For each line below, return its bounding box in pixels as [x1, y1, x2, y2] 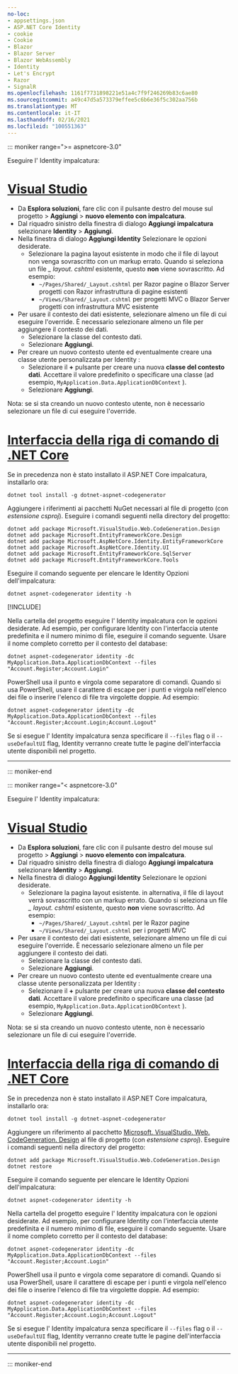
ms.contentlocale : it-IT [7, 109, 81, 117]
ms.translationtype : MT [7, 103, 78, 110]
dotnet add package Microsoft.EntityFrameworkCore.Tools [7, 557, 179, 564]
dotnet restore [7, 1163, 52, 1170]
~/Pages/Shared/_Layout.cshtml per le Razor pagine [38, 918, 190, 928]
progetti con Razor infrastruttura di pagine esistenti [38, 287, 188, 296]
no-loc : [7, 10, 30, 18]
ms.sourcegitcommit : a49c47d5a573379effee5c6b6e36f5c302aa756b [7, 97, 198, 104]
